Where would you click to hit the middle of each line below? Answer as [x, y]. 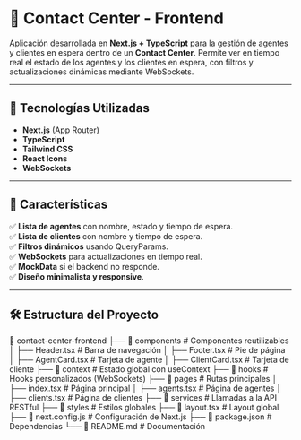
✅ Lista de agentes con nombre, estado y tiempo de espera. [121, 226]
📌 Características [59, 205]
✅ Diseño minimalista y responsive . [77, 276]
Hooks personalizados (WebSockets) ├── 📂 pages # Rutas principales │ [143, 379]
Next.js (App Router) [61, 130]
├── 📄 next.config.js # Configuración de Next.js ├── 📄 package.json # [141, 417]
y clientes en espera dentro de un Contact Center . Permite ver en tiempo [145, 52]
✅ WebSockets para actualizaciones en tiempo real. [106, 256]
